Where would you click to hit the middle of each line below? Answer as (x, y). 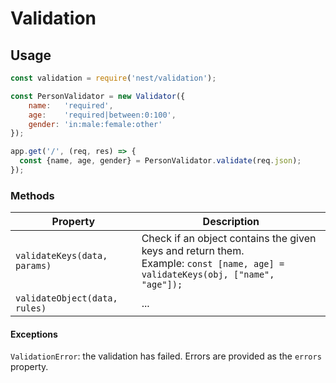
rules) (31, 308)
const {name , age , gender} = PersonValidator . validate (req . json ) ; (160, 161)
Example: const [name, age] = (213, 264)
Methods (32, 195)
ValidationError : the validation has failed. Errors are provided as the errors (166, 356)
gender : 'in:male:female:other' (95, 124)
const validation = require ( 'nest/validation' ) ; (113, 78)
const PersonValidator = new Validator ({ (98, 96)
